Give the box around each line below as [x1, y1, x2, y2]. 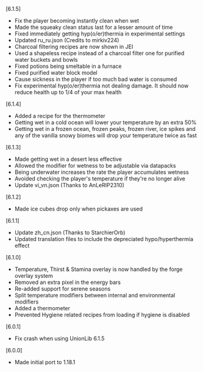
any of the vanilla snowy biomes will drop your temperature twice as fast [14, 132, 198, 139]
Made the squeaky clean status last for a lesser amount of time [14, 24, 173, 31]
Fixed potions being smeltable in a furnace [14, 62, 122, 70]
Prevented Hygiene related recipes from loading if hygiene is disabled [14, 311, 190, 318]
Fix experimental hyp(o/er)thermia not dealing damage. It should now [14, 82, 189, 89]
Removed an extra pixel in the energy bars [14, 278, 121, 286]
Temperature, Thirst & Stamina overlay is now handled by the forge [14, 266, 183, 273]
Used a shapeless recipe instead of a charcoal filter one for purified [14, 50, 185, 57]
